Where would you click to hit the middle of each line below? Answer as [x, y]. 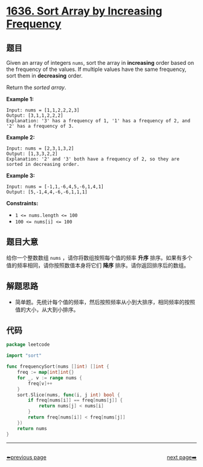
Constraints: [22, 203]
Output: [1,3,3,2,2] [32, 154]
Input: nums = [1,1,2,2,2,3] [43, 110]
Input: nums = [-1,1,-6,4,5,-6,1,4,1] [55, 187]
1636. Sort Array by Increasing [84, 11]
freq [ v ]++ [40, 383]
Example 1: [20, 99]
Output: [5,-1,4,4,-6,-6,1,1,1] [47, 192]
